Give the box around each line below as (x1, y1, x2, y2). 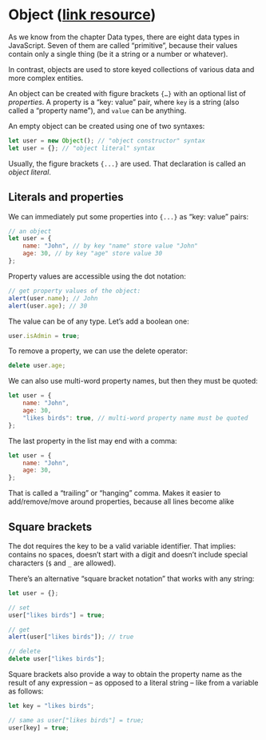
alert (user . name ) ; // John (8, 294, 98, 302)
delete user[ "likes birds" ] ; (8, 655, 105, 663)
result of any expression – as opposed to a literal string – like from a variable (8, 678, 259, 688)
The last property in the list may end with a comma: (8, 436, 177, 445)
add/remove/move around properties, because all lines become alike (8, 497, 234, 506)
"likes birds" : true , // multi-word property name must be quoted (22, 414, 248, 422)
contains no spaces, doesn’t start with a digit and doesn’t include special (8, 549, 248, 559)
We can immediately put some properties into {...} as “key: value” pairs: (8, 211, 249, 221)
